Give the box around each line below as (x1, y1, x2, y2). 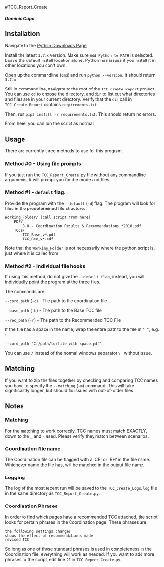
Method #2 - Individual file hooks (5, 263, 86, 269)
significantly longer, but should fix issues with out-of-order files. (5, 388, 135, 393)
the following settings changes (5, 529, 71, 534)
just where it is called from (5, 250, 59, 256)
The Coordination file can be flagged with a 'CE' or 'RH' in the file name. (5, 456, 151, 462)
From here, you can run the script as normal (5, 120, 94, 127)
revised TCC (5, 537, 29, 542)
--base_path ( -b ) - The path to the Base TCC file (5, 307, 102, 314)
